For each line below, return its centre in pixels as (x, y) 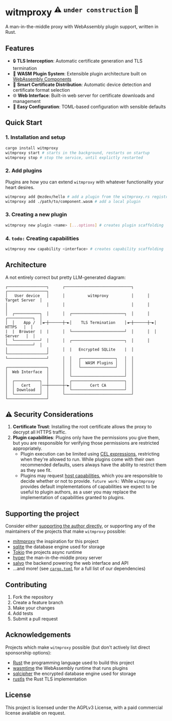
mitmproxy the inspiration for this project (56, 541)
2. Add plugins (24, 171)
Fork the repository (33, 597)
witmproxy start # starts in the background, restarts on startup (78, 153)
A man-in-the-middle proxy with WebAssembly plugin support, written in (82, 27)
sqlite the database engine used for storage (59, 547)
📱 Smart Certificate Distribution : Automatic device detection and (82, 85)
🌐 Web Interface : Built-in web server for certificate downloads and (83, 96)
